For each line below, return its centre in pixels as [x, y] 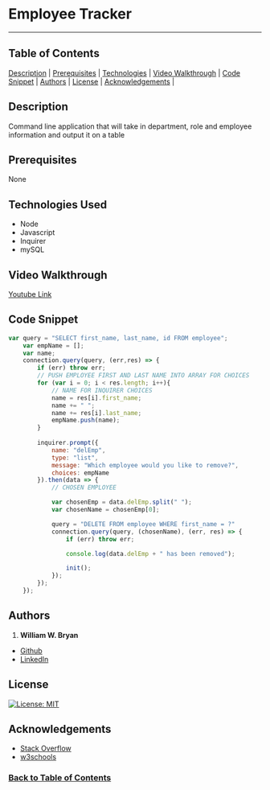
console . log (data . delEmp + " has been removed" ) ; [150, 553]
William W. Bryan [49, 635]
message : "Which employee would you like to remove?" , [145, 465]
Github [31, 650]
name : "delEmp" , [78, 450]
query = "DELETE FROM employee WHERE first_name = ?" [143, 524]
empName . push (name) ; [86, 420]
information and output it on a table [67, 134]
